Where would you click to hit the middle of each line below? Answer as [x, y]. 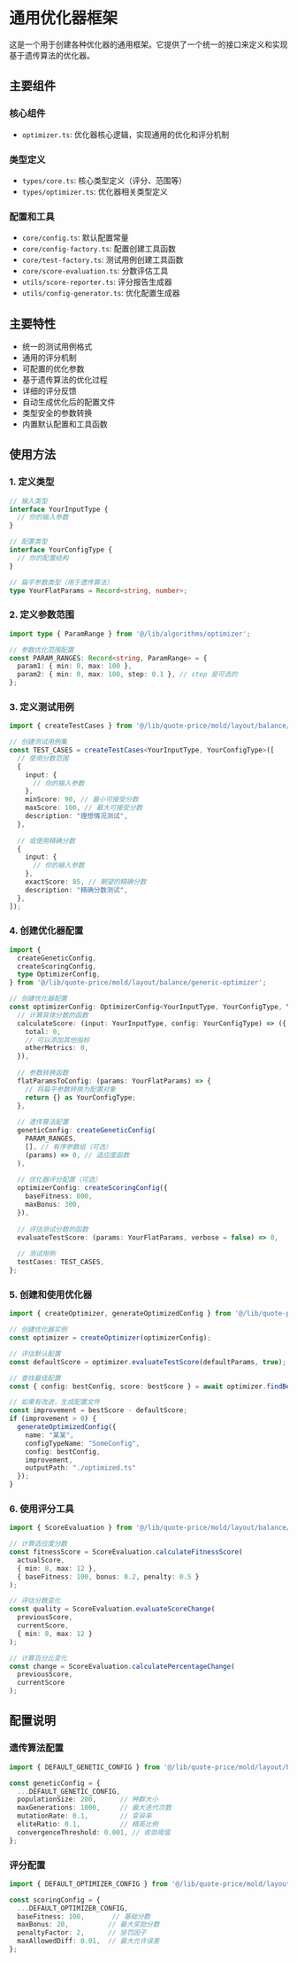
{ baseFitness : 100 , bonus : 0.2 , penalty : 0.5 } [108, 1577]
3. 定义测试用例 [42, 707]
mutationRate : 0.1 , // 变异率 [84, 1816]
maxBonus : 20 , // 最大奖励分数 [88, 1925]
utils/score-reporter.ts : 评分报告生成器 [97, 282]
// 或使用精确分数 [46, 841]
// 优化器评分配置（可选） [59, 1180]
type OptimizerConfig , [59, 975]
